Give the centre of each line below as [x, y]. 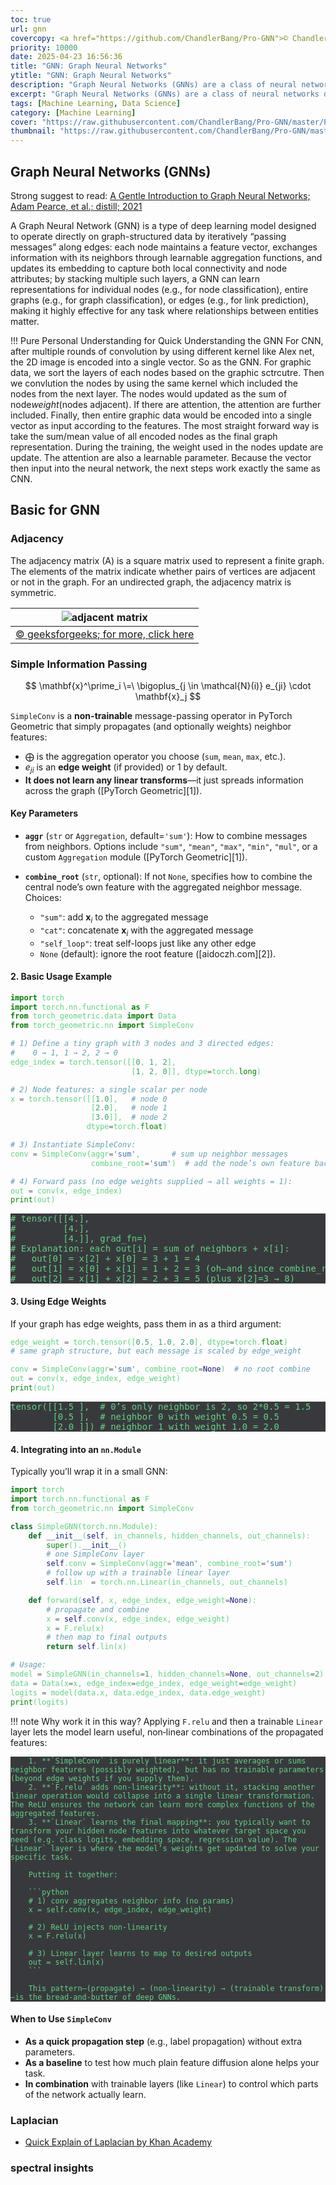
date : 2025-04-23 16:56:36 [66, 57]
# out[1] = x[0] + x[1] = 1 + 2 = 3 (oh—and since [142, 1269]
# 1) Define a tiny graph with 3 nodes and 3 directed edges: [142, 1044]
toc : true [31, 19]
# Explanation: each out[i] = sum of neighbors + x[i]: [150, 1249]
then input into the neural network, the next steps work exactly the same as [165, 468]
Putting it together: [73, 1874]
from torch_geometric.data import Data [93, 1016]
